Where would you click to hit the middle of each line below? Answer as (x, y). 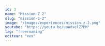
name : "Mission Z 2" (26, 14)
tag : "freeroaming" (25, 32)
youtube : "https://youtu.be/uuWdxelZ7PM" (47, 27)
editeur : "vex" (20, 36)
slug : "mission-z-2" (26, 18)
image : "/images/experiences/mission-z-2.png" (53, 23)
